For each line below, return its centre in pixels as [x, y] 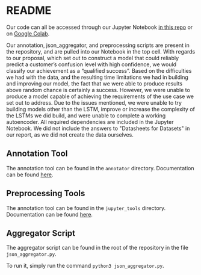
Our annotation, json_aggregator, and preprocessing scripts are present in [98, 45]
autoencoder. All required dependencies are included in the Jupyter [90, 122]
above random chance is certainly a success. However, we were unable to [98, 90]
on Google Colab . [28, 33]
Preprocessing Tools [46, 193]
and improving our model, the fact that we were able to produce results [94, 83]
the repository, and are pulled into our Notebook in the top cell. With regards [101, 51]
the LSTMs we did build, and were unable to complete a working [86, 116]
